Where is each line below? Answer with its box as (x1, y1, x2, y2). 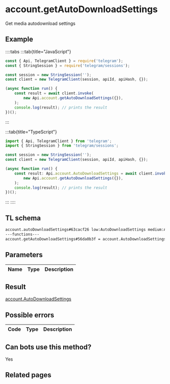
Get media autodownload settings (5, 20, 76, 26)
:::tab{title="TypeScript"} (5, 128, 57, 135)
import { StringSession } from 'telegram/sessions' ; (5, 143, 119, 148)
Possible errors (5, 310, 55, 319)
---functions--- (5, 232, 39, 237)
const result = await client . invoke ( (14, 91, 94, 96)
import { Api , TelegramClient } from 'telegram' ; (5, 138, 112, 144)
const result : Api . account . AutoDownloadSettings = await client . (14, 171, 155, 176)
